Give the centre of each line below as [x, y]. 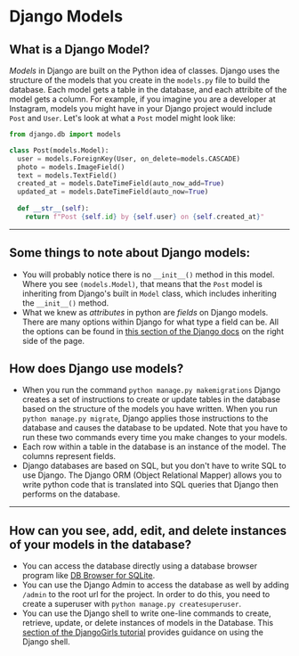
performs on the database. [71, 494]
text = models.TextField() [67, 176]
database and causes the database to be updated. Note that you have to [154, 428]
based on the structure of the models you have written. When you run [150, 409]
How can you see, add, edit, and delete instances [148, 531]
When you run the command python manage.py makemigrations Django [151, 390]
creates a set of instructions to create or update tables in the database [151, 399]
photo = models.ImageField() [71, 167]
